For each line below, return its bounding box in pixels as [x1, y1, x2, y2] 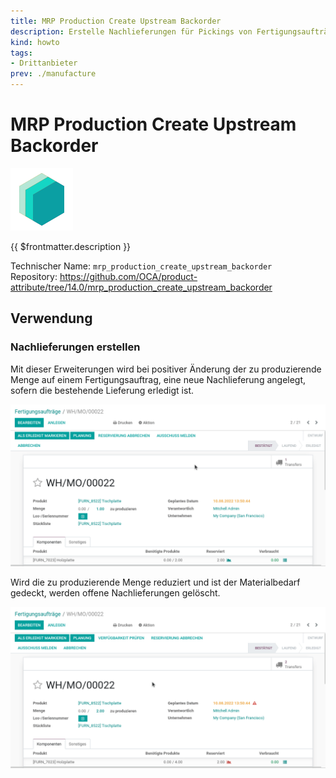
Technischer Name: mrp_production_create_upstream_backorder [10, 260, 273, 272]
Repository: [10, 270, 58, 282]
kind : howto [10, 37, 60, 47]
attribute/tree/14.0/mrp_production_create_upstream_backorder [10, 281, 273, 293]
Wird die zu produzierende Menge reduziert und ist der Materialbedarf [10, 576, 301, 588]
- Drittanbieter [10, 58, 78, 69]
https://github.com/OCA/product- [59, 270, 198, 282]
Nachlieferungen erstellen [10, 340, 141, 354]
